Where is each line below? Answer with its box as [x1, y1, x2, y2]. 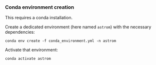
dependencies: [5, 29, 35, 35]
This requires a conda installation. [5, 15, 73, 21]
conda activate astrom [5, 56, 51, 61]
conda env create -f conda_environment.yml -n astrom [5, 39, 117, 43]
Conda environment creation [5, 4, 74, 11]
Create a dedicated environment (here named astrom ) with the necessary [5, 24, 152, 30]
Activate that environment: [5, 47, 58, 53]
